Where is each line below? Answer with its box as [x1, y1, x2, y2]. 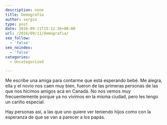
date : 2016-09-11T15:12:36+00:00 [5, 26, 76, 31]
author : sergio [5, 17, 37, 22]
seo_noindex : [5, 45, 33, 50]
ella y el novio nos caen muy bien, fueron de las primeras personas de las [5, 83, 158, 89]
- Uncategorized [10, 59, 44, 64]
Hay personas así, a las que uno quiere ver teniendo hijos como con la [5, 109, 151, 115]
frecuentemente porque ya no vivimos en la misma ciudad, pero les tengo [5, 94, 158, 100]
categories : [5, 54, 30, 60]
